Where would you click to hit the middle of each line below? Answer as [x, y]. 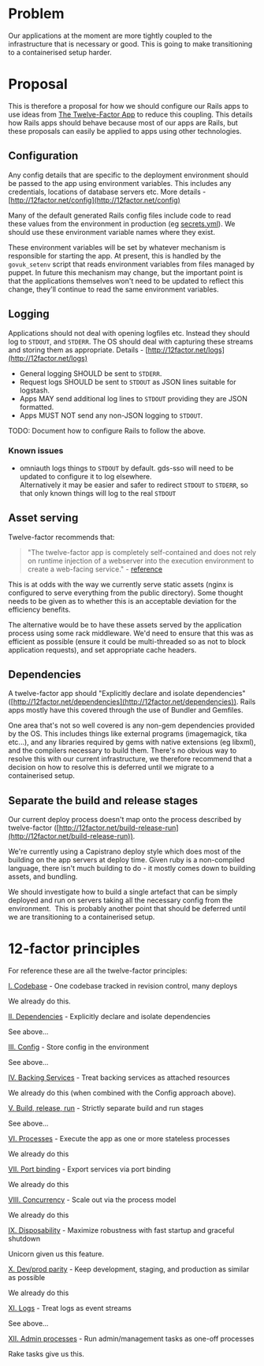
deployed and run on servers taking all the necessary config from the [121, 900]
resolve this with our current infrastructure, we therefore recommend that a [130, 759]
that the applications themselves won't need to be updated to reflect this [126, 281]
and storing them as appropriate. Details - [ [78, 350]
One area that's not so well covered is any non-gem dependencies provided [132, 725]
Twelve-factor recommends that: [61, 537]
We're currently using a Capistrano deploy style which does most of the [125, 851]
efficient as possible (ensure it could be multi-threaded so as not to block [127, 641]
